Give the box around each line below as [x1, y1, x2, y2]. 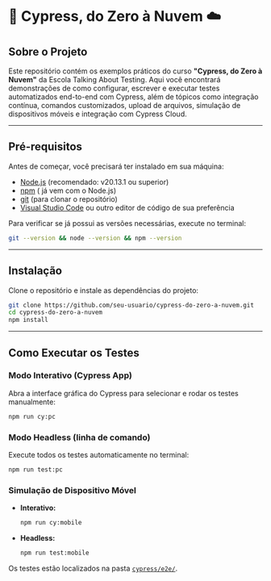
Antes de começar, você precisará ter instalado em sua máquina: [8, 161, 224, 171]
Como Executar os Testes [8, 345, 140, 360]
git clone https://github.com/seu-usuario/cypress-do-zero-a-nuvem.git [8, 301, 254, 309]
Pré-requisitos [8, 140, 83, 154]
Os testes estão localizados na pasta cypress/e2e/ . [8, 563, 178, 573]
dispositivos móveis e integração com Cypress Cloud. [8, 109, 187, 119]
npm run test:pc [8, 466, 63, 474]
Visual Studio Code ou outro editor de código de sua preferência [19, 203, 236, 212]
